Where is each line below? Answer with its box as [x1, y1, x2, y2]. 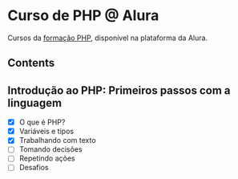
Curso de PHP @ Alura [7, 6, 159, 25]
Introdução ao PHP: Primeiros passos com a [7, 83, 231, 97]
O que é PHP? [18, 117, 66, 127]
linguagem [7, 96, 62, 110]
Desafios [18, 163, 49, 173]
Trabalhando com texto [18, 136, 97, 145]
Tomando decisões [18, 144, 83, 154]
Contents [7, 56, 55, 70]
